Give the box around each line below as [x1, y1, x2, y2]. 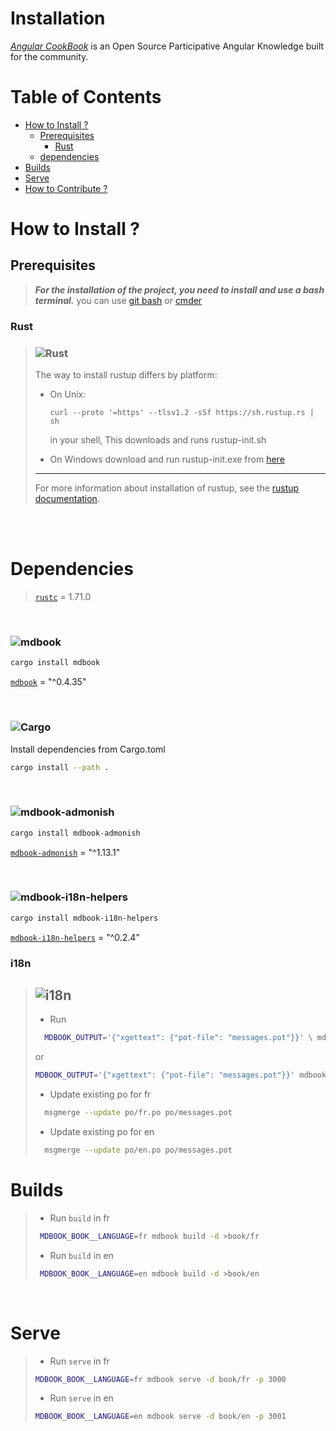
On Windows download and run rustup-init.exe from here [49, 453, 285, 466]
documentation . [34, 493, 100, 505]
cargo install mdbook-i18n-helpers [10, 913, 159, 923]
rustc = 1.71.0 [34, 591, 92, 603]
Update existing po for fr [49, 1088, 152, 1101]
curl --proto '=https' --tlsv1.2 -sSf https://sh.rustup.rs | [49, 408, 315, 418]
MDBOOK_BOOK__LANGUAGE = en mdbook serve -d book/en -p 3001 [34, 1412, 287, 1422]
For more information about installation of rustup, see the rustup [34, 482, 300, 494]
